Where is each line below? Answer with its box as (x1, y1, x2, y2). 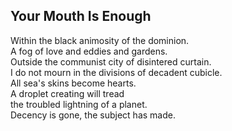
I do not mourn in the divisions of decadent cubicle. (10, 66, 223, 78)
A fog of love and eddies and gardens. (10, 45, 168, 57)
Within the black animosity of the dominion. (10, 34, 190, 46)
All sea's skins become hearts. (10, 77, 137, 89)
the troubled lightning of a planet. (10, 98, 148, 110)
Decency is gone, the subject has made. (10, 109, 176, 121)
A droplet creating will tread (10, 87, 125, 99)
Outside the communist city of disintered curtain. (10, 55, 212, 68)
